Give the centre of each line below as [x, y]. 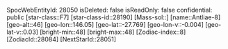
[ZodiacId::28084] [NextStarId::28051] [61, 39]
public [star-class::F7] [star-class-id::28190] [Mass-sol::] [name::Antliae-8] [114, 17]
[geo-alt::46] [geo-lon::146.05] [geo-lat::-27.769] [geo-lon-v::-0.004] [105, 24]
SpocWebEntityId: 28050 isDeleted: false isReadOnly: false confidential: [109, 10]
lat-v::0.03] [23, 32]
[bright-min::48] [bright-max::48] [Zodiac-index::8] [113, 32]
